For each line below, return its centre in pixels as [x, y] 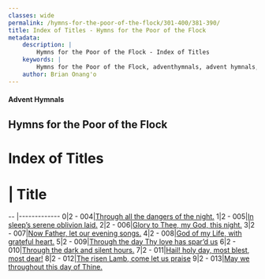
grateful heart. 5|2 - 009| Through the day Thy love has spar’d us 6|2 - [122, 241]
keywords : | [42, 60]
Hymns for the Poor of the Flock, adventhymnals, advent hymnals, [148, 67]
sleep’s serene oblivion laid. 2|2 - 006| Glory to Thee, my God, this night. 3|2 [131, 224]
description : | [47, 45]
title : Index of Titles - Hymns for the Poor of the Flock [107, 30]
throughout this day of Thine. [55, 266]
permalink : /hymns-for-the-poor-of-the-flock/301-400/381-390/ [114, 23]
